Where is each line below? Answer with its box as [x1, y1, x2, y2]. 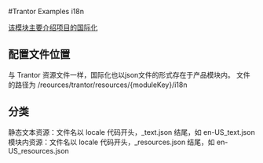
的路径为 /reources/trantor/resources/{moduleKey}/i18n [8, 80, 188, 89]
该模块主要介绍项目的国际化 [8, 23, 98, 32]
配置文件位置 [8, 48, 71, 61]
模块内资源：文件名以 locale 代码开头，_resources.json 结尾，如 [8, 137, 215, 147]
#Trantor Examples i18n [8, 7, 85, 16]
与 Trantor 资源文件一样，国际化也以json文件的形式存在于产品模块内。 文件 [8, 70, 251, 79]
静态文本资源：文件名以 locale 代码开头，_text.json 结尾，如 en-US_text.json [8, 127, 255, 136]
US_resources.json [8, 146, 69, 155]
